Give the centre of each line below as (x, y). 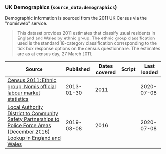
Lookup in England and (34, 138)
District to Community (33, 114)
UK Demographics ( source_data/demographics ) (61, 7)
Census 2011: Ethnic (32, 80)
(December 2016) (29, 132)
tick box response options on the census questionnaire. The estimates (89, 49)
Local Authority (25, 107)
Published (78, 69)
